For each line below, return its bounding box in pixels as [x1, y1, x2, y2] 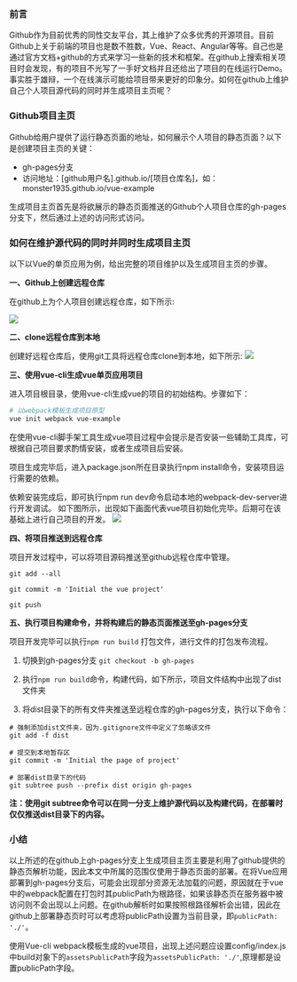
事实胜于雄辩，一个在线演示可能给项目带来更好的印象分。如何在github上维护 [9, 74, 289, 85]
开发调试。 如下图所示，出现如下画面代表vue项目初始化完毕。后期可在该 [16, 502, 282, 513]
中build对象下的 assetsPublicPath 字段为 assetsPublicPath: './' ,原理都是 [9, 951, 274, 962]
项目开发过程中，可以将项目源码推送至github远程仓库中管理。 [9, 551, 235, 562]
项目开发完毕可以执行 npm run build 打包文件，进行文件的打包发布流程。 [9, 635, 273, 646]
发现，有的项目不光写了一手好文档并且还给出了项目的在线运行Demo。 [32, 63, 287, 74]
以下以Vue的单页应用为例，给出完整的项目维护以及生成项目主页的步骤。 [9, 258, 273, 268]
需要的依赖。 [16, 473, 64, 483]
